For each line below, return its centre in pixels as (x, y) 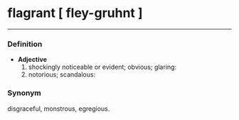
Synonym (24, 93)
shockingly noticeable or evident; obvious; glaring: (102, 67)
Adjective (32, 60)
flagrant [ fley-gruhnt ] (75, 13)
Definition (25, 44)
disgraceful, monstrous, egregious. (59, 109)
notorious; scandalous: (62, 75)
